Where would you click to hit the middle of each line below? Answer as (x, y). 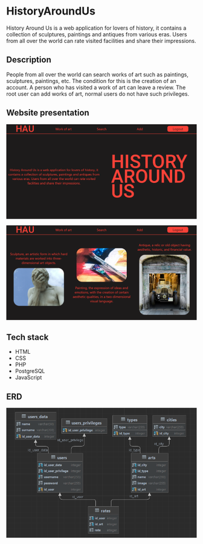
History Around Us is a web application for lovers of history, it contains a (96, 28)
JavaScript (28, 377)
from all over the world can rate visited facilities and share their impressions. (101, 41)
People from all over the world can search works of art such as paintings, (97, 75)
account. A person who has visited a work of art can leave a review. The (96, 87)
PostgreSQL (30, 371)
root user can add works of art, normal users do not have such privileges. (98, 94)
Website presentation (48, 113)
